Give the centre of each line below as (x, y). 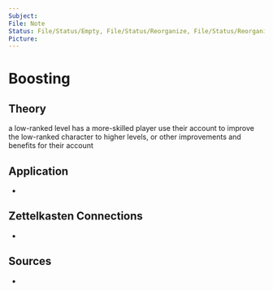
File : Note (27, 24)
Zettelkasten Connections (76, 216)
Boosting (39, 79)
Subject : (23, 16)
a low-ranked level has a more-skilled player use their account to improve (131, 128)
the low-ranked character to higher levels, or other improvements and (125, 137)
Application (39, 171)
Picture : (23, 39)
